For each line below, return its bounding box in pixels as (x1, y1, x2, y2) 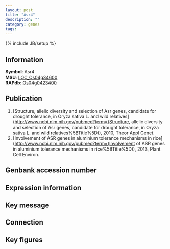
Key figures (5, 235, 43, 244)
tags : (5, 27, 17, 32)
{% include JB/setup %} (5, 40, 56, 46)
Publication (5, 94, 42, 103)
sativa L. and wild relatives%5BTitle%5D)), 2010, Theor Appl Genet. (12, 130, 155, 136)
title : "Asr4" (5, 12, 36, 17)
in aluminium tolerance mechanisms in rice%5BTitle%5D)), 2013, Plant (12, 146, 161, 152)
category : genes (5, 21, 40, 27)
